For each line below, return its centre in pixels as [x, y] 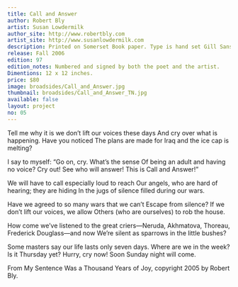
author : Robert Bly [36, 21]
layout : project [31, 106]
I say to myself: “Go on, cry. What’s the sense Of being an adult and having [117, 162]
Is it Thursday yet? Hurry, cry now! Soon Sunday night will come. [102, 254]
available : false [33, 100]
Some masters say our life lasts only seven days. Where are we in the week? [119, 247]
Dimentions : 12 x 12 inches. [50, 73]
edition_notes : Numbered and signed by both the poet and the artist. [114, 67]
